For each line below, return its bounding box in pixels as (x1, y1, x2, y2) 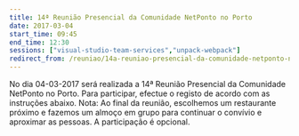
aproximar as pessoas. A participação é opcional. (9, 116, 190, 127)
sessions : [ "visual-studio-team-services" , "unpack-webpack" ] (9, 46, 241, 55)
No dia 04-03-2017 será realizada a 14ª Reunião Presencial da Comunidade (9, 79, 287, 89)
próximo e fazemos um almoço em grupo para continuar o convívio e (9, 108, 263, 117)
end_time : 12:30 (9, 37, 69, 47)
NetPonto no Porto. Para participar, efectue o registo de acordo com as (9, 88, 271, 99)
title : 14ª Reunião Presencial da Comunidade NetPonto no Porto (9, 12, 253, 22)
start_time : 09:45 (9, 29, 77, 38)
